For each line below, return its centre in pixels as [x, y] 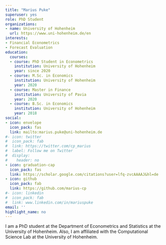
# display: [18, 156]
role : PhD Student [24, 19]
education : [17, 52]
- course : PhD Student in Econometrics [52, 62]
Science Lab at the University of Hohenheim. [52, 237]
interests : [17, 38]
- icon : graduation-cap [30, 165]
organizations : [21, 24]
